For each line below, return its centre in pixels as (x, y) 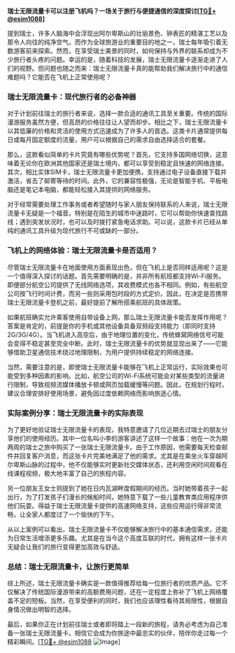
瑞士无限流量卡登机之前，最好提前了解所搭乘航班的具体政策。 (96, 302)
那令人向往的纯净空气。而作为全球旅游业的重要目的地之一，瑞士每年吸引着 (114, 42)
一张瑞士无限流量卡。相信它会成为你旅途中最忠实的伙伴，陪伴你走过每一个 (120, 633)
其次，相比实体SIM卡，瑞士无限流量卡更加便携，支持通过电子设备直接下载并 (117, 172)
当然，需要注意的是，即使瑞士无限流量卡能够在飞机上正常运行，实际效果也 (114, 367)
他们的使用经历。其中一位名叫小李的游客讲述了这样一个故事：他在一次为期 (120, 438)
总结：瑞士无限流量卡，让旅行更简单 (68, 566)
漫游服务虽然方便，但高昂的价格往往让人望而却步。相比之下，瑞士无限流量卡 (117, 122)
